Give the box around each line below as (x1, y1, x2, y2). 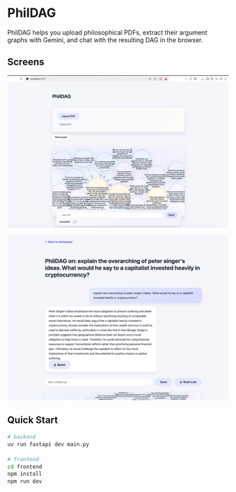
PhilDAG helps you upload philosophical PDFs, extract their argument (7, 28, 207, 37)
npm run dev (7, 478, 42, 485)
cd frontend (7, 463, 42, 470)
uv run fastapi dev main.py (7, 441, 90, 448)
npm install (7, 470, 42, 478)
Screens (7, 56, 44, 68)
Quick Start (7, 414, 58, 426)
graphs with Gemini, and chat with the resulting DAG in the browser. (7, 35, 204, 44)
